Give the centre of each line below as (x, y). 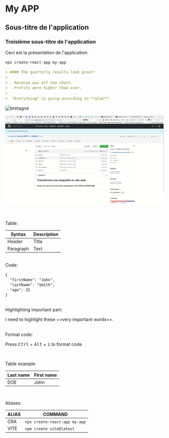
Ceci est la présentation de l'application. (47, 52)
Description (46, 234)
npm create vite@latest (50, 429)
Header (15, 241)
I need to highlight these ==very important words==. (60, 319)
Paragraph (18, 248)
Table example (20, 364)
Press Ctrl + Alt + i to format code (44, 344)
